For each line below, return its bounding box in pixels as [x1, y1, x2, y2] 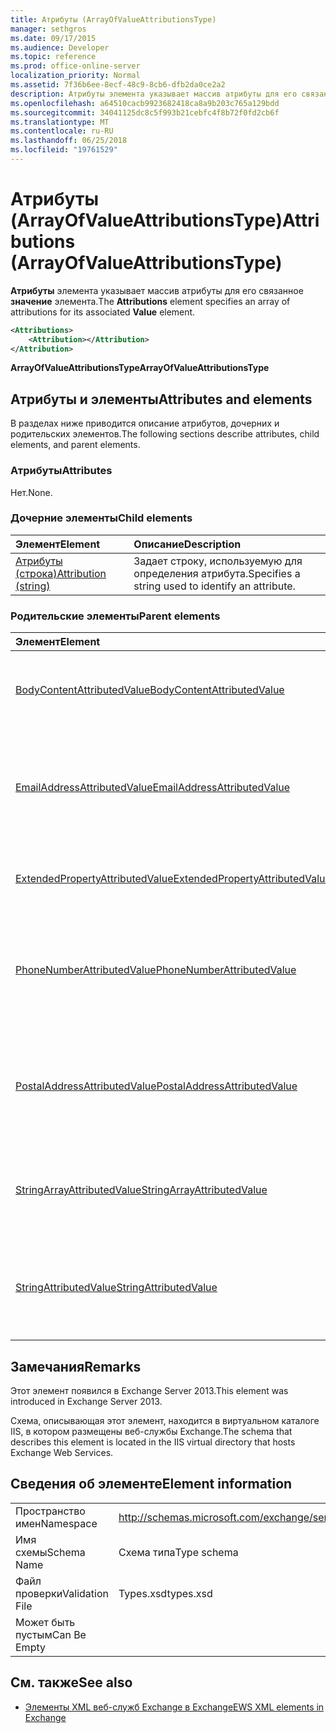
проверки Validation [15, 1586, 109, 1600]
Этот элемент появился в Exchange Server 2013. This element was [10, 1384, 289, 1396]
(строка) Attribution [15, 566, 107, 580]
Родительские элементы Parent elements [10, 609, 221, 623]
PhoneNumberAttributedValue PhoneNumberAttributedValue [15, 963, 297, 977]
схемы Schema [15, 1545, 86, 1559]
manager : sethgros [10, 24, 87, 34]
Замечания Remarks [10, 1358, 142, 1375]
